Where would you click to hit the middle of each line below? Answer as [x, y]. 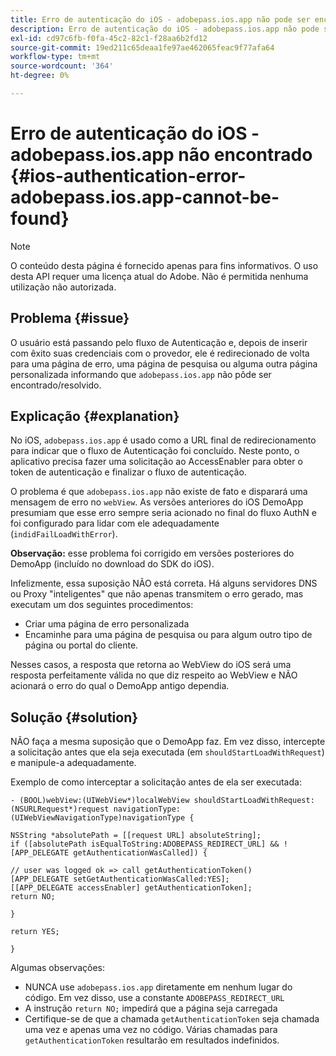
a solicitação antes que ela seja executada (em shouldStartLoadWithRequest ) [167, 752]
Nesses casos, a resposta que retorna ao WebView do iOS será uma [151, 665]
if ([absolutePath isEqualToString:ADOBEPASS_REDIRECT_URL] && [145, 844]
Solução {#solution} [74, 717]
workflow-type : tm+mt [55, 57]
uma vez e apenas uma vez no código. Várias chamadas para [151, 1030]
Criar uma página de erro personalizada [107, 624]
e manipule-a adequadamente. [73, 763]
